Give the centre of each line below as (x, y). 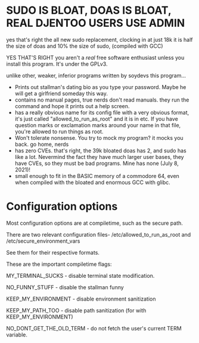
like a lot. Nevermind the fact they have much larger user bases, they (99, 157)
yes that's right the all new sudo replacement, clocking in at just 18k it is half (99, 39)
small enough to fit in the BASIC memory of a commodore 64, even (97, 176)
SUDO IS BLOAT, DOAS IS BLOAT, (89, 10)
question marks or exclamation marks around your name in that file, (98, 125)
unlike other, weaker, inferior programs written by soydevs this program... (96, 75)
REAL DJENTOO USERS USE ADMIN (96, 23)
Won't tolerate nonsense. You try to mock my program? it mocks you (99, 137)
